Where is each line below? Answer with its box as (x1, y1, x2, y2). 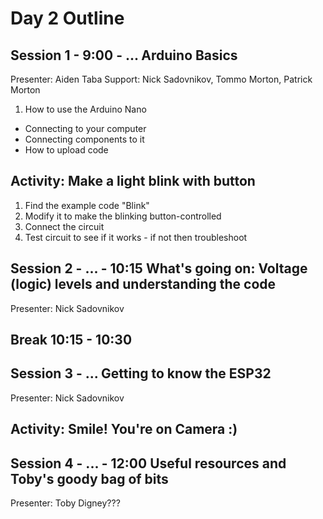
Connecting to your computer (24, 123, 147, 134)
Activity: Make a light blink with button (10, 173, 256, 190)
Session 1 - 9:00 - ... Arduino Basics (10, 47, 238, 64)
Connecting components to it (24, 133, 145, 145)
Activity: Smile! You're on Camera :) (10, 421, 238, 438)
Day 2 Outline (10, 7, 125, 30)
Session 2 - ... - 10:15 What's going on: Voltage (10, 260, 308, 277)
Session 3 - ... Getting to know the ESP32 (10, 365, 272, 382)
